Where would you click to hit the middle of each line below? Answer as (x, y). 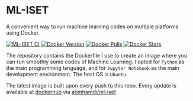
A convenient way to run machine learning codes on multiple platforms (92, 26)
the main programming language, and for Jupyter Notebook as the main (93, 68)
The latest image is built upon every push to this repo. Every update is (91, 85)
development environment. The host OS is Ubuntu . (67, 74)
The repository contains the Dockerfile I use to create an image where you (97, 55)
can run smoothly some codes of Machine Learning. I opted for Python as (95, 62)
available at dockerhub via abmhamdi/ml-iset (61, 92)
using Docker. (23, 32)
